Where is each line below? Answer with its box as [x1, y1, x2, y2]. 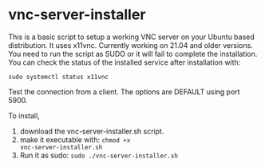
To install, [8, 110, 40, 121]
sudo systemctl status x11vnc [8, 73, 109, 81]
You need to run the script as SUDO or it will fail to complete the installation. [8, 49, 258, 58]
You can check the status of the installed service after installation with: [8, 58, 241, 67]
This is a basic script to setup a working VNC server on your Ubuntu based [8, 32, 255, 42]
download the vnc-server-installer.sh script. [19, 126, 164, 136]
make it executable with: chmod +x [19, 134, 131, 145]
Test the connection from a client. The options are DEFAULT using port [8, 86, 241, 97]
